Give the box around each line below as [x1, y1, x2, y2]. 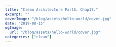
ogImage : [5, 25, 23, 30]
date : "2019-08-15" [5, 21, 45, 26]
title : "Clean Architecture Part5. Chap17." [5, 7, 98, 12]
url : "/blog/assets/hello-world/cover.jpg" [9, 30, 100, 35]
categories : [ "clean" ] [5, 35, 52, 40]
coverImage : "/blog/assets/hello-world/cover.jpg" [5, 16, 112, 21]
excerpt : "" [5, 12, 30, 17]
